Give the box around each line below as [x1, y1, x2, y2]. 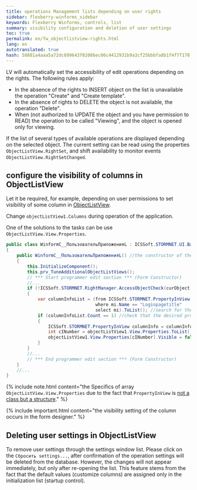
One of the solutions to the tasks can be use [6, 224, 113, 231]
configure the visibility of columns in [6, 171, 143, 181]
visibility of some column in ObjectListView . [6, 201, 111, 208]
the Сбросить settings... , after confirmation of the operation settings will [6, 452, 185, 459]
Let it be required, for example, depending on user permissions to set [6, 195, 174, 202]
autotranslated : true [6, 47, 59, 53]
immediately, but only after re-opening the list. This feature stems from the [6, 465, 186, 472]
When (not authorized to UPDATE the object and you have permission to [14, 111, 189, 118]
